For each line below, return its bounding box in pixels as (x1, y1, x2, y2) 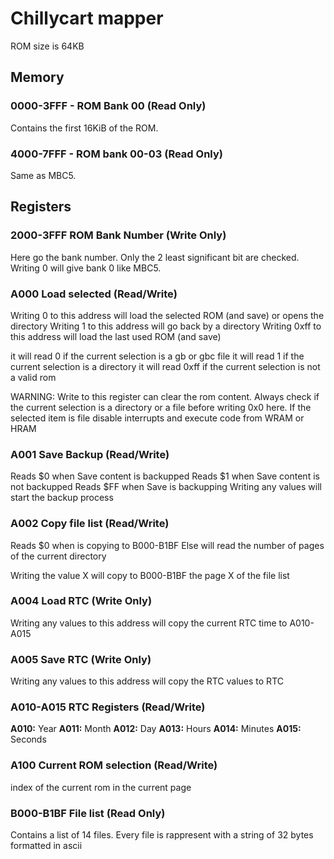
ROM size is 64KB (10, 40, 85, 52)
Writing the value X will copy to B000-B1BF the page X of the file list (10, 569, 290, 581)
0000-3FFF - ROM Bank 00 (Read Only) (10, 99, 207, 113)
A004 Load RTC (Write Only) (10, 594, 153, 608)
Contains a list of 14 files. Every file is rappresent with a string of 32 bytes (10, 828, 314, 841)
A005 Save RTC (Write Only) (10, 652, 152, 666)
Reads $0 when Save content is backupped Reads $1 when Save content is (10, 470, 320, 482)
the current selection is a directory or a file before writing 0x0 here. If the (10, 401, 312, 413)
